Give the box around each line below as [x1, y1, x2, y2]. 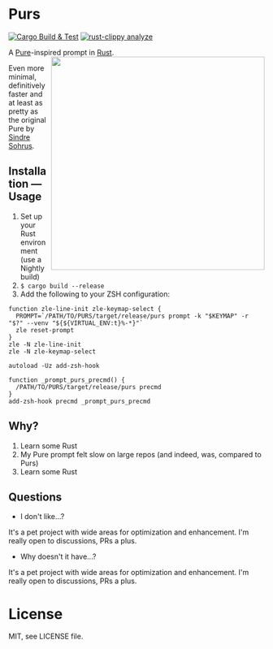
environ [19, 237, 46, 247]
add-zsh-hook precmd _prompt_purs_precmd [8, 397, 151, 405]
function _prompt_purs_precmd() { [8, 375, 126, 384]
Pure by [8, 123, 35, 133]
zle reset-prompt [15, 326, 75, 334]
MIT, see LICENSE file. [8, 631, 84, 642]
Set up [19, 211, 43, 221]
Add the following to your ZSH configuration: [19, 289, 171, 299]
